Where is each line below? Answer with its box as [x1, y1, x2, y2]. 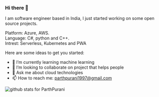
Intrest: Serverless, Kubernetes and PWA [5, 40, 86, 46]
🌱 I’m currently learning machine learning [12, 59, 95, 65]
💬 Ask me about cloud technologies [12, 70, 83, 76]
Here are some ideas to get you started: [5, 50, 85, 56]
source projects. [5, 20, 38, 26]
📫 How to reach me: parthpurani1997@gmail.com [12, 75, 112, 81]
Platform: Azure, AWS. [5, 30, 49, 36]
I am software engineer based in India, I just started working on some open [5, 16, 155, 21]
